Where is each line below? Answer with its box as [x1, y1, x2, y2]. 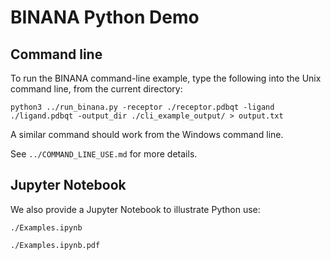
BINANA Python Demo [10, 6, 200, 29]
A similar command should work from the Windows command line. [10, 129, 284, 140]
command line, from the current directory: [10, 83, 183, 95]
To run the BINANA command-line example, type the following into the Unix [10, 72, 322, 84]
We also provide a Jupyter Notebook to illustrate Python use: [10, 203, 261, 215]
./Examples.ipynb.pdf [10, 240, 101, 250]
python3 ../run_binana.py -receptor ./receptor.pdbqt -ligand [10, 102, 275, 112]
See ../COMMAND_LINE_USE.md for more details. [10, 148, 198, 160]
